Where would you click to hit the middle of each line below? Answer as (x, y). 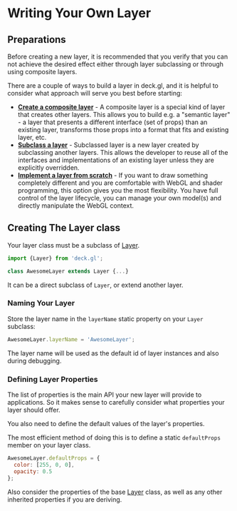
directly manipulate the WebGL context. (75, 206)
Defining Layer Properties (53, 379)
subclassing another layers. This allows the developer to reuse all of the (123, 152)
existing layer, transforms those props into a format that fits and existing (123, 130)
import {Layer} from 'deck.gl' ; (55, 258)
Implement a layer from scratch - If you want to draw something (113, 175)
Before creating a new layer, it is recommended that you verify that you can (118, 56)
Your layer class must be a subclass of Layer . (74, 245)
